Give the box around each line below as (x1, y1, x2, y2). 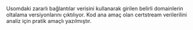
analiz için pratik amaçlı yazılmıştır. (6, 18, 92, 24)
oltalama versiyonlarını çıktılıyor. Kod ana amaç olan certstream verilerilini (6, 11, 187, 18)
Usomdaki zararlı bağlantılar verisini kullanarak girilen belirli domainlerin (6, 5, 184, 12)
